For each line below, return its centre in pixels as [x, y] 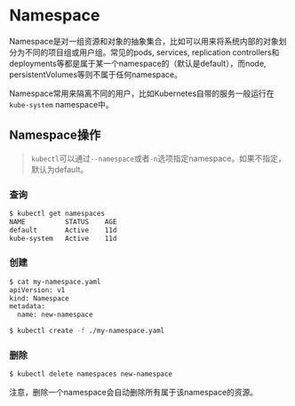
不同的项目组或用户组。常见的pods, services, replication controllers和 [152, 52]
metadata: [28, 306]
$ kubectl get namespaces [57, 214]
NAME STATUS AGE [63, 222]
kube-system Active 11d [63, 238]
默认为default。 [60, 169]
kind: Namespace [39, 299]
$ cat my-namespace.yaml [55, 282]
